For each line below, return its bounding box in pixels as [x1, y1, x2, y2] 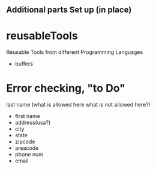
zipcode [14, 138, 35, 146]
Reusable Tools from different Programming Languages [6, 49, 143, 56]
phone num [14, 151, 44, 158]
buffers [14, 60, 33, 68]
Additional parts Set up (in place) [6, 5, 132, 15]
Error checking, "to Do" [6, 81, 126, 95]
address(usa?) [14, 119, 51, 126]
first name [14, 113, 41, 120]
